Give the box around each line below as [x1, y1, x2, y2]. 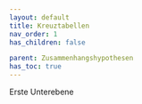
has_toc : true [9, 62, 63, 71]
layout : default [9, 12, 70, 22]
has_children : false [9, 37, 87, 47]
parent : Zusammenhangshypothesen [9, 54, 134, 63]
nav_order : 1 [9, 29, 58, 38]
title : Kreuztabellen [9, 21, 90, 30]
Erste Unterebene [9, 86, 74, 97]
